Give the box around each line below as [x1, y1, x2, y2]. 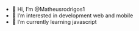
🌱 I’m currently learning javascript [12, 18, 97, 25]
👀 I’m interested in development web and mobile [12, 12, 134, 19]
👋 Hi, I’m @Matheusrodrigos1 [12, 6, 85, 13]
